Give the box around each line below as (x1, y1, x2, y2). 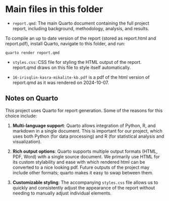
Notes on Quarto (5, 94, 59, 103)
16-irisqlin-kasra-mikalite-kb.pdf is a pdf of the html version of (12, 74, 150, 80)
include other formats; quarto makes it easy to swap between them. (12, 169, 153, 175)
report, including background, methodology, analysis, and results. (12, 25, 149, 31)
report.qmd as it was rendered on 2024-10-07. (12, 79, 109, 85)
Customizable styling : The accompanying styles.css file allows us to (12, 179, 158, 185)
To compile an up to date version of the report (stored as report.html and (5, 35, 156, 41)
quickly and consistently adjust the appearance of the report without (12, 184, 155, 190)
